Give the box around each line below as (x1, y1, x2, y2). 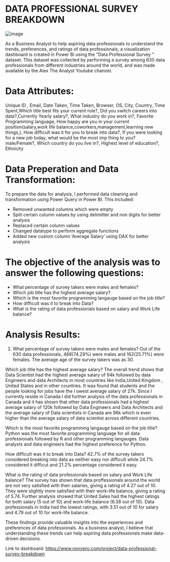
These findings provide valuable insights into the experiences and (5, 519, 143, 525)
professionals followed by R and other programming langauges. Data (5, 435, 149, 441)
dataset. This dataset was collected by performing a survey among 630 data (5, 56, 165, 63)
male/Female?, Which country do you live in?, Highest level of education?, (5, 140, 160, 146)
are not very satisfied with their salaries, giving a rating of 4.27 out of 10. (5, 482, 157, 488)
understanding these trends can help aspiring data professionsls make (5, 530, 153, 536)
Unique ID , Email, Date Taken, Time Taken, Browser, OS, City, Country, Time (5, 102, 165, 108)
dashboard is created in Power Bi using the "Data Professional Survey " (5, 51, 154, 57)
